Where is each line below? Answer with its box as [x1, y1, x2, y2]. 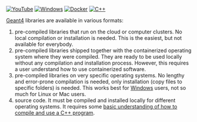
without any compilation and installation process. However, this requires [14, 59, 189, 66]
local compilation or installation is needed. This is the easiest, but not [14, 35, 182, 41]
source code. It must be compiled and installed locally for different [14, 97, 176, 104]
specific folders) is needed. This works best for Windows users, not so [14, 84, 186, 91]
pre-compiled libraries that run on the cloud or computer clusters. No [14, 28, 182, 35]
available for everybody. [14, 41, 74, 48]
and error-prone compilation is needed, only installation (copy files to [14, 78, 182, 85]
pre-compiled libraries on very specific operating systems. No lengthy [14, 72, 185, 79]
